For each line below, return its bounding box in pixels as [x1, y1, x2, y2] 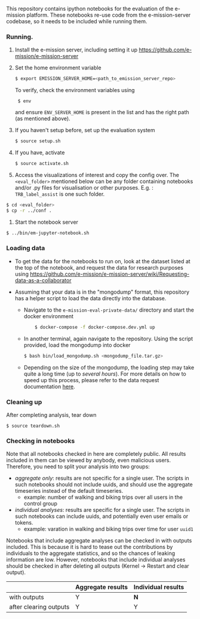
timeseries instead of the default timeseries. [14, 487, 124, 495]
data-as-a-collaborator [14, 276, 72, 283]
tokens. [14, 519, 33, 526]
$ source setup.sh [14, 138, 61, 144]
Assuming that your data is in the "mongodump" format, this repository [14, 288, 190, 295]
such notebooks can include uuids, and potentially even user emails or [14, 513, 189, 520]
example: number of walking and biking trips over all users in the [23, 493, 183, 501]
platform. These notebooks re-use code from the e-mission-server [26, 11, 191, 19]
